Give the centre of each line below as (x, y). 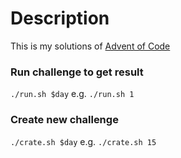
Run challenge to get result (77, 72)
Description (60, 18)
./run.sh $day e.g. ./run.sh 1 (72, 94)
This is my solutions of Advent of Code (90, 46)
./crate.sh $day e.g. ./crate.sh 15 (83, 141)
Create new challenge (64, 120)
